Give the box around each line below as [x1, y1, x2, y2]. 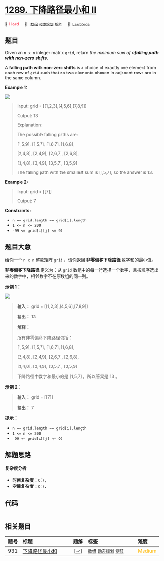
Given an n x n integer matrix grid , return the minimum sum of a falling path [5, 49, 159, 55]
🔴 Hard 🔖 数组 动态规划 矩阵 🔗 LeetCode [5, 21, 90, 27]
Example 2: [5, 179, 28, 185]
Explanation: [17, 122, 42, 128]
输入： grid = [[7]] [17, 394, 54, 400]
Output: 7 [17, 198, 36, 204]
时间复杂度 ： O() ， [12, 477, 49, 483]
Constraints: [5, 207, 31, 213]
